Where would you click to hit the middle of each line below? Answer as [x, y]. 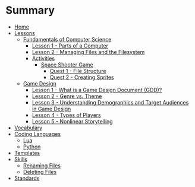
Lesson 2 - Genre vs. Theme [67, 96]
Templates [27, 153]
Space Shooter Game [67, 64]
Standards [27, 178]
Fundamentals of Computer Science [67, 39]
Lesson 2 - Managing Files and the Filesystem [88, 52]
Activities [43, 58]
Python [32, 147]
